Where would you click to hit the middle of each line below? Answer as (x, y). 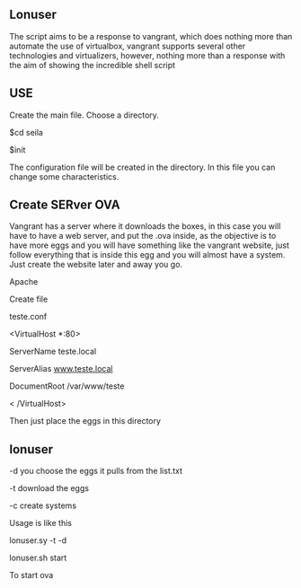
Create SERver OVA (65, 205)
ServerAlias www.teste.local (61, 369)
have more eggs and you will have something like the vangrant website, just (149, 245)
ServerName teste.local (53, 351)
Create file (29, 299)
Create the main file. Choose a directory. (84, 115)
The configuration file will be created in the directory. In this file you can (142, 167)
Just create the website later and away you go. (96, 265)
